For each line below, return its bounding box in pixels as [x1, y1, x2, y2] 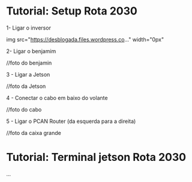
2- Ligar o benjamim [6, 47, 56, 55]
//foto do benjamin [6, 59, 52, 66]
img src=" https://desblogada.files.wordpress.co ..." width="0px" [6, 36, 164, 43]
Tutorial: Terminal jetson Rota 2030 [6, 151, 187, 164]
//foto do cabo [6, 105, 42, 113]
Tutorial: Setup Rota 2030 [6, 4, 138, 18]
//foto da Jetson [6, 83, 46, 90]
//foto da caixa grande [6, 129, 61, 136]
